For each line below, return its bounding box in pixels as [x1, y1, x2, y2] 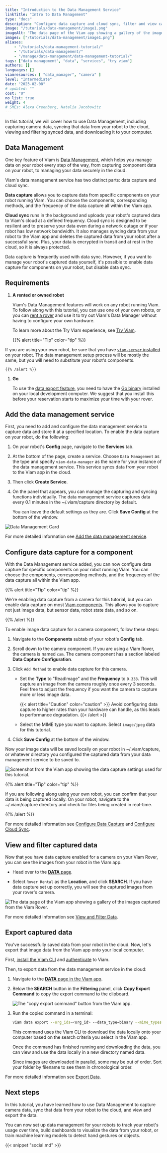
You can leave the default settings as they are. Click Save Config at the [12, 509, 159, 515]
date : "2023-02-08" [5, 81, 46, 86]
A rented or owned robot [12, 292, 65, 298]
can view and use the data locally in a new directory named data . [12, 1049, 146, 1055]
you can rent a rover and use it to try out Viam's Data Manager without [12, 312, 157, 318]
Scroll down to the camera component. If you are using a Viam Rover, [12, 646, 155, 652]
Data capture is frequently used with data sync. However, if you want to [5, 253, 152, 259]
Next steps [5, 1088, 40, 1097]
